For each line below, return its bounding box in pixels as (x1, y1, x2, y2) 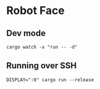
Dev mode (6, 28, 46, 38)
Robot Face (6, 4, 65, 18)
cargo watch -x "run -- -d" (6, 44, 78, 50)
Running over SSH (6, 60, 77, 71)
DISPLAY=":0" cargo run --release (6, 77, 95, 83)
